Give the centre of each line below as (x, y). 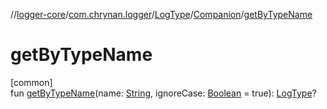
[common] (31, 82)
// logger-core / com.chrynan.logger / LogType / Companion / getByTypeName (161, 14)
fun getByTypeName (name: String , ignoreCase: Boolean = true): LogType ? (163, 93)
